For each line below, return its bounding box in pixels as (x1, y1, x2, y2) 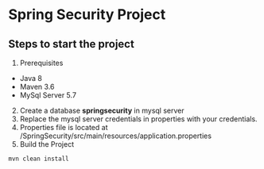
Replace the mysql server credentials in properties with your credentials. (19, 114, 258, 124)
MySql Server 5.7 (19, 90, 77, 100)
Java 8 (19, 74, 42, 83)
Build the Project (19, 140, 74, 148)
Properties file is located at (19, 123, 108, 132)
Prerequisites (19, 58, 64, 67)
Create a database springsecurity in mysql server (19, 106, 184, 115)
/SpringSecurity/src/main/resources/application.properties (19, 131, 212, 140)
